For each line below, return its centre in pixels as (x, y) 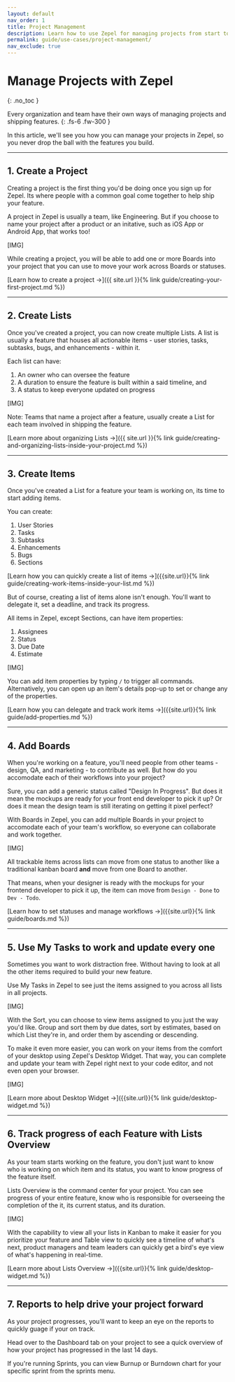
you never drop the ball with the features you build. (81, 142)
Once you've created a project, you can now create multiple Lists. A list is (113, 332)
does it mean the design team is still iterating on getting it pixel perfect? (110, 806)
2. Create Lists (40, 316)
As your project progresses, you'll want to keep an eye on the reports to (111, 1321)
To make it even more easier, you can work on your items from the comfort (115, 1048)
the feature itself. (32, 1177)
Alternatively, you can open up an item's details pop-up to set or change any (117, 689)
